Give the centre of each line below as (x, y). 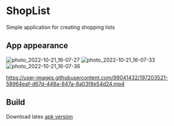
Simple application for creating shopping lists (61, 27)
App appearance (37, 46)
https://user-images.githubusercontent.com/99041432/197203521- (87, 77)
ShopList (28, 11)
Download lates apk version (40, 117)
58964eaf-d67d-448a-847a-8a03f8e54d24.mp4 (65, 84)
